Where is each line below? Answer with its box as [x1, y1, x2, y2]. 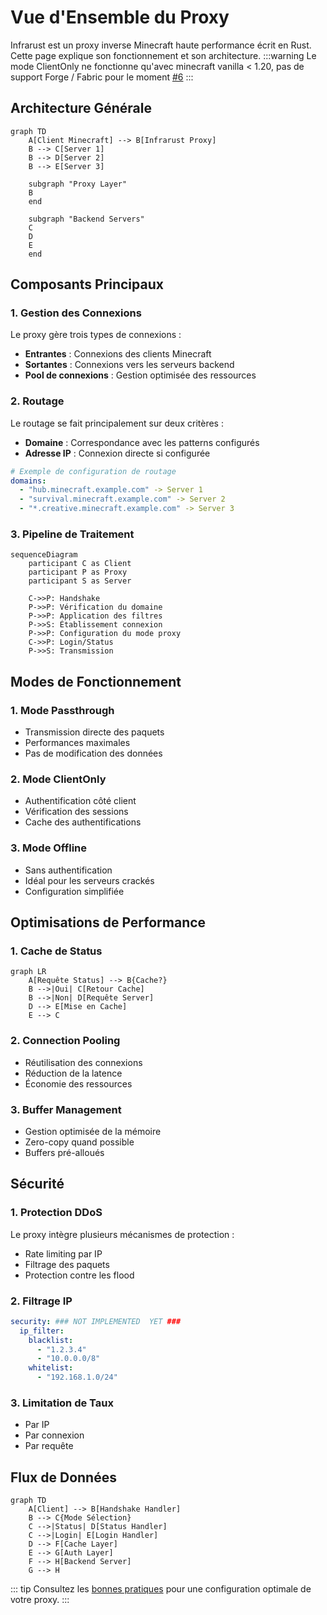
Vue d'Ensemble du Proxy [10, 6, 230, 29]
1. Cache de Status [10, 944, 103, 958]
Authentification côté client [24, 795, 137, 807]
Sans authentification [24, 864, 113, 876]
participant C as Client [28, 559, 132, 569]
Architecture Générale [10, 100, 152, 117]
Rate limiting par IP [24, 1247, 103, 1260]
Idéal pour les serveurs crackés [24, 874, 155, 886]
